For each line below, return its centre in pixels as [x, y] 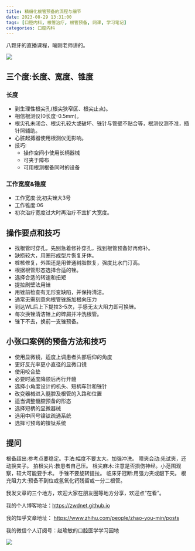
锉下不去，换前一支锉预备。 [48, 322]
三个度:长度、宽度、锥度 [50, 77]
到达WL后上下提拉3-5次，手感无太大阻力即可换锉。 [77, 307]
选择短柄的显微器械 [38, 408]
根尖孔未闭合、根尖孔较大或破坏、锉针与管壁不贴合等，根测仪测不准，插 [102, 123]
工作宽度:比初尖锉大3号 [43, 198]
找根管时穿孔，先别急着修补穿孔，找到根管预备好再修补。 [84, 248]
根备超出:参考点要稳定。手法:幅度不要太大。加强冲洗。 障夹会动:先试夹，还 [96, 458]
